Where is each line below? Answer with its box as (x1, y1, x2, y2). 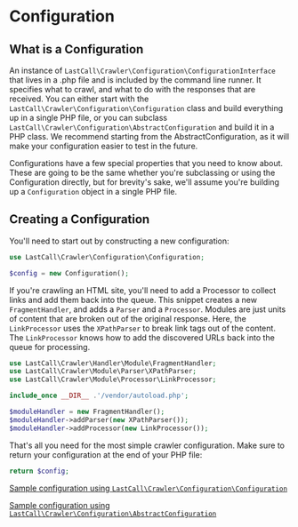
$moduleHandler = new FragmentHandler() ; (9, 407, 165, 417)
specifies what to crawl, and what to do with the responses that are (9, 84, 256, 94)
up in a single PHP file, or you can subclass (9, 113, 167, 123)
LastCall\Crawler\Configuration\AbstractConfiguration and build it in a (9, 122, 275, 132)
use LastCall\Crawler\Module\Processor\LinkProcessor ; (9, 375, 217, 384)
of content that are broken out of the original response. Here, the (9, 313, 246, 323)
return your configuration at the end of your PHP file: (9, 449, 203, 459)
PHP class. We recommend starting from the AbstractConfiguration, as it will (9, 132, 290, 141)
